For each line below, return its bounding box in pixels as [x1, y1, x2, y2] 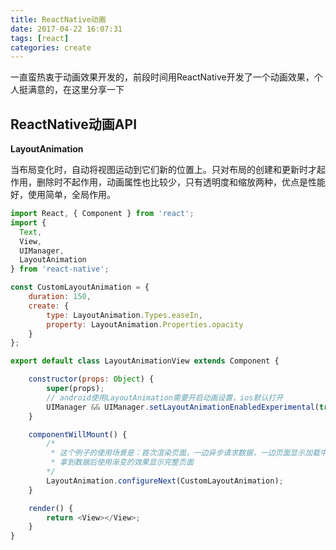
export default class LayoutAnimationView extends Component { [10, 356, 280, 366]
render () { [28, 503, 74, 513]
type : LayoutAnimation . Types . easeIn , [46, 310, 203, 320]
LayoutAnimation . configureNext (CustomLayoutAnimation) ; [46, 476, 284, 486]
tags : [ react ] [10, 33, 70, 43]
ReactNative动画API [10, 116, 138, 133]
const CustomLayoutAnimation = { [10, 282, 150, 293]
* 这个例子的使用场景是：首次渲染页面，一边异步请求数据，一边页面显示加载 [50, 448, 320, 458]
